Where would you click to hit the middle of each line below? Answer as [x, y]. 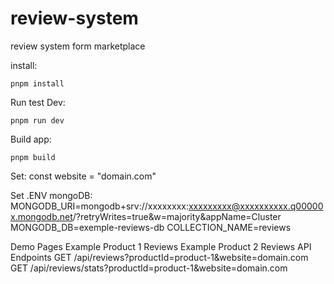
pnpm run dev [37, 120]
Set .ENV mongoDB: [51, 195]
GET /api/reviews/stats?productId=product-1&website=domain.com [149, 268]
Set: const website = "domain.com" [83, 176]
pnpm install [37, 83]
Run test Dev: [38, 102]
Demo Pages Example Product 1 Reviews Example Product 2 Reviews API [161, 246]
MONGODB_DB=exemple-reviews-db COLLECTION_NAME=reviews [151, 227]
